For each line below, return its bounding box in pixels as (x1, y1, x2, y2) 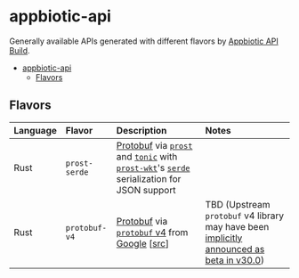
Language (13, 124, 58, 136)
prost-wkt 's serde (116, 161, 190, 174)
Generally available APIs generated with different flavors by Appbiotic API (9, 36, 279, 46)
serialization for (116, 172, 182, 184)
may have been (205, 220, 270, 233)
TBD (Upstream (205, 198, 271, 210)
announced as (205, 242, 265, 255)
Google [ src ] (116, 237, 169, 249)
